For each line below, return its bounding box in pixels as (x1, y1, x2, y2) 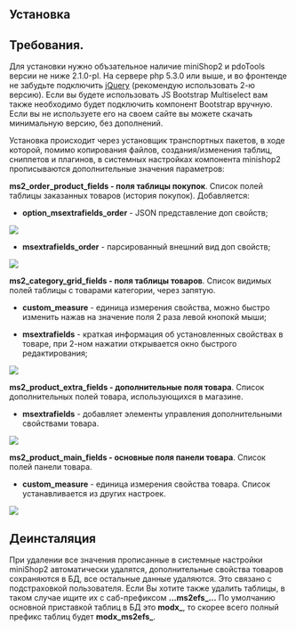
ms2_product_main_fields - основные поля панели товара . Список (9, 452, 267, 463)
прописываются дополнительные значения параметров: (9, 164, 225, 175)
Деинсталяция (9, 530, 96, 546)
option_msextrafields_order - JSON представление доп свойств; (21, 208, 268, 218)
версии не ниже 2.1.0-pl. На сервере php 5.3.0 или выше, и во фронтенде (9, 70, 287, 81)
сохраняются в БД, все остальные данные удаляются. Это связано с (9, 574, 273, 585)
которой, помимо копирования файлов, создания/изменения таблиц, (9, 144, 273, 155)
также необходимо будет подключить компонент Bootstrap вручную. (9, 99, 273, 110)
